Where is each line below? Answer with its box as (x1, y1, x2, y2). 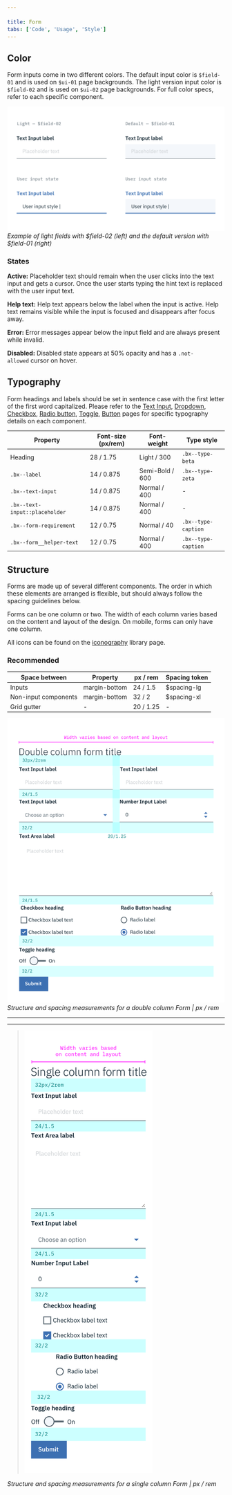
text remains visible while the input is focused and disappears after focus (7, 307, 215, 315)
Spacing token (165, 673, 209, 681)
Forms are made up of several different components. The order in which (7, 582, 213, 591)
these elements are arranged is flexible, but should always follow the (7, 589, 202, 598)
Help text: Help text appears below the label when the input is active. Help (7, 300, 219, 308)
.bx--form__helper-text (10, 540, 79, 547)
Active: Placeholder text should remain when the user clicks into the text (7, 272, 214, 280)
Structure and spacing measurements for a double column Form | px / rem (7, 1003, 220, 1011)
